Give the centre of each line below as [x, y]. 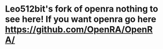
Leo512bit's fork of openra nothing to [81, 9]
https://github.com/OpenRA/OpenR [79, 30]
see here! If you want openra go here [81, 19]
